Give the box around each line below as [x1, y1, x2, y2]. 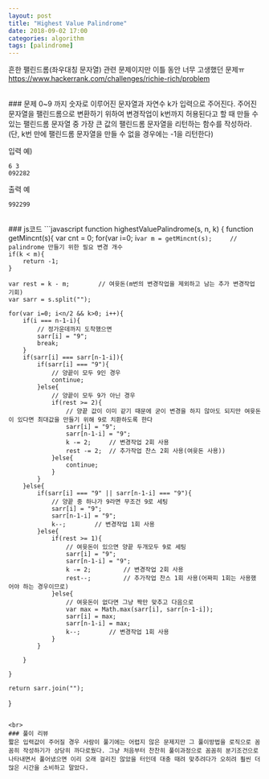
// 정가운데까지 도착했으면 [37, 325, 112, 334]
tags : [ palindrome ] [8, 42, 74, 50]
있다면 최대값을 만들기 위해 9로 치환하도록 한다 [17, 416, 153, 424]
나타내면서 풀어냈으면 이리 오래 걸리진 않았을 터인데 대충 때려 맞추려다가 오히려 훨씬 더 [8, 756, 261, 764]
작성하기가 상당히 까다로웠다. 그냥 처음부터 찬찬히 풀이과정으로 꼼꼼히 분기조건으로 [22, 747, 259, 755]
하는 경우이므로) [22, 583, 69, 591]
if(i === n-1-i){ [22, 317, 81, 325]
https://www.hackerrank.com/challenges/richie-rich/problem [8, 74, 210, 84]
